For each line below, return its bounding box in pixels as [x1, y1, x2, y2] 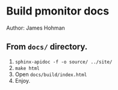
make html [14, 65, 40, 71]
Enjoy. [14, 77, 31, 84]
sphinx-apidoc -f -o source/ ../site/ [14, 59, 113, 65]
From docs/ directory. [6, 42, 88, 52]
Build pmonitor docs [6, 4, 110, 18]
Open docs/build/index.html [14, 71, 87, 78]
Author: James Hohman [6, 24, 65, 31]
